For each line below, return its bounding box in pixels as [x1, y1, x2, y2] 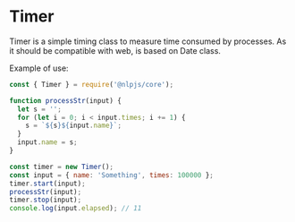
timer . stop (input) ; [9, 195, 82, 205]
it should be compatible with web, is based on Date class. [9, 45, 222, 55]
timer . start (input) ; [9, 179, 87, 188]
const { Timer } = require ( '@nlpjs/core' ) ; [9, 80, 174, 89]
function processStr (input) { [9, 96, 122, 105]
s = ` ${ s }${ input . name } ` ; [25, 121, 122, 131]
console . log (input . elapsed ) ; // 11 [9, 204, 142, 213]
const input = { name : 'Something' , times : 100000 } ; [9, 170, 215, 180]
